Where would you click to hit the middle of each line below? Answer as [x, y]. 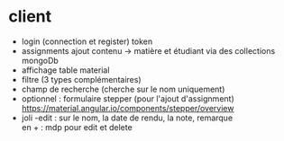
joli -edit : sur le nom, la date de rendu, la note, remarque [127, 118]
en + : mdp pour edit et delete [77, 127]
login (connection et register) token [87, 41]
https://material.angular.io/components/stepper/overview [128, 108]
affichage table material [65, 70]
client [30, 17]
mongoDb [40, 60]
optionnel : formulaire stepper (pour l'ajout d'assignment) [128, 98]
